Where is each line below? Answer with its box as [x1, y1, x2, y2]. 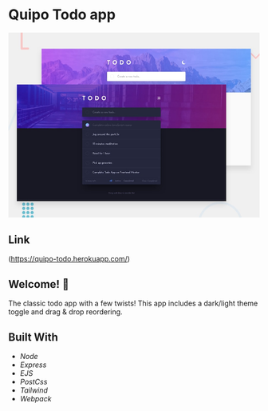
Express [19, 360, 47, 369]
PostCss [19, 377, 48, 386]
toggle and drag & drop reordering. [8, 307, 123, 317]
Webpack [19, 393, 52, 403]
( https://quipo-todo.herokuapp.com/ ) [8, 254, 130, 264]
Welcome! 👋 [8, 277, 69, 291]
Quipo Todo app [8, 6, 116, 24]
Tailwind [19, 385, 48, 395]
